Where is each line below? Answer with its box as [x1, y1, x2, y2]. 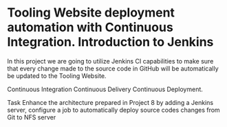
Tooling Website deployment [7, 5, 175, 21]
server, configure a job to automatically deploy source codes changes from [7, 106, 220, 114]
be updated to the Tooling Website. [7, 71, 107, 80]
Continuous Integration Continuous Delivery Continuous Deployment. [7, 85, 203, 93]
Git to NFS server [7, 113, 56, 121]
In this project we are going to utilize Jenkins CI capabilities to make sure [7, 57, 214, 65]
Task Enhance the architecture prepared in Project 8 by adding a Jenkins [7, 98, 214, 106]
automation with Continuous [7, 19, 173, 35]
